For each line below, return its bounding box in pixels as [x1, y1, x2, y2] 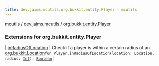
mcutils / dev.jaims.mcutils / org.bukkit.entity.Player [5, 21, 111, 27]
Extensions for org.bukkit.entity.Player [5, 33, 102, 40]
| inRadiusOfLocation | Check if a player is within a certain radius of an [5, 44, 150, 50]
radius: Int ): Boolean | [5, 55, 55, 61]
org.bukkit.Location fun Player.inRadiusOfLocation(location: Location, [5, 50, 155, 56]
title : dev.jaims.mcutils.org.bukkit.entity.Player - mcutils [5, 7, 137, 12]
